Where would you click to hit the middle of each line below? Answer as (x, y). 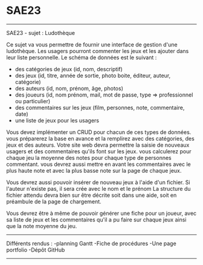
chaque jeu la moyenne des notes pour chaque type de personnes (89, 158)
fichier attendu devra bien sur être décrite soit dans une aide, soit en (92, 195)
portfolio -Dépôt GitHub (36, 250)
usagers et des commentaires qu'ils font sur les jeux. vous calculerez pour (99, 151)
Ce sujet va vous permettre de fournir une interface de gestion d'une (92, 44)
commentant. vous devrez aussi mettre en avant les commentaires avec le (99, 164)
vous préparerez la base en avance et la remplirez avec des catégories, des (100, 138)
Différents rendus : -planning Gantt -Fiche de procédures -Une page (91, 243)
